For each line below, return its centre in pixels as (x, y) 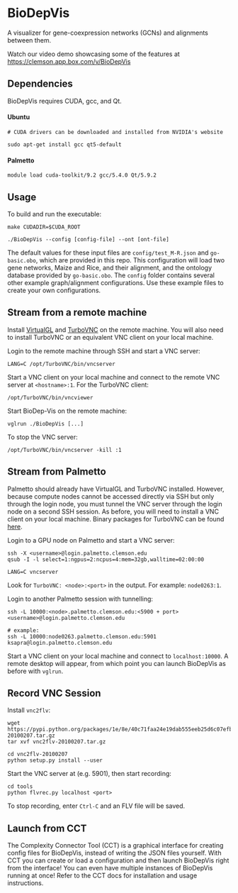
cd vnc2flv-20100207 (38, 754)
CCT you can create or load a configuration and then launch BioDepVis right (118, 860)
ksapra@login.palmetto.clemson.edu (60, 643)
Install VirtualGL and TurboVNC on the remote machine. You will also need (115, 329)
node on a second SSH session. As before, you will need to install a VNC (113, 511)
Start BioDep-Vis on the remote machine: (67, 411)
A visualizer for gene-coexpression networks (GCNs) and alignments (108, 33)
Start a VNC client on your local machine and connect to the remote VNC (114, 377)
